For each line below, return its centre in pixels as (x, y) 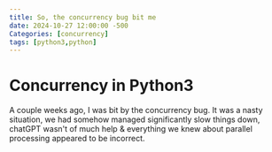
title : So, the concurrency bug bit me (83, 17)
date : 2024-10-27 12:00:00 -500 (69, 26)
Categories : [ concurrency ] (59, 34)
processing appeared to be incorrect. (77, 139)
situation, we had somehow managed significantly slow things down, (135, 119)
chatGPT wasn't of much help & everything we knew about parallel (131, 129)
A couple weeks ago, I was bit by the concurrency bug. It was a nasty (136, 110)
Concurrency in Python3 (101, 86)
